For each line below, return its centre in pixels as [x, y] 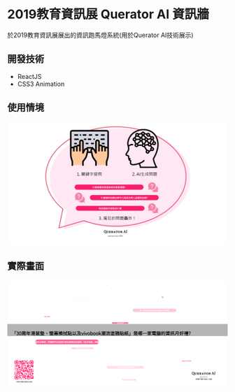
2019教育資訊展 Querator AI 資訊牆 [108, 14]
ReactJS [29, 76]
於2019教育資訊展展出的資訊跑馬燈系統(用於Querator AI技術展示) [100, 35]
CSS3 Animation [41, 84]
